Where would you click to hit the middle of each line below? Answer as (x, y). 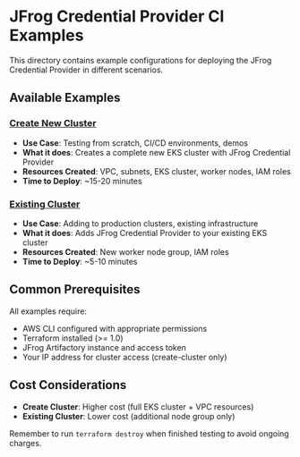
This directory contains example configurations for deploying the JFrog (141, 60)
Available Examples (65, 98)
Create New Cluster (53, 123)
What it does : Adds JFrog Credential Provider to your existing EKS (145, 233)
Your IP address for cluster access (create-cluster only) (124, 357)
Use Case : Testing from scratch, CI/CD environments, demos (135, 143)
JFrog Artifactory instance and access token (104, 347)
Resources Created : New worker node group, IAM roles (126, 251)
